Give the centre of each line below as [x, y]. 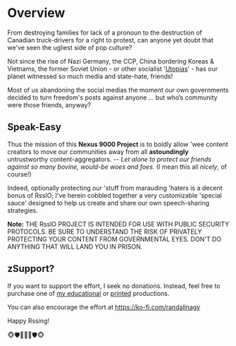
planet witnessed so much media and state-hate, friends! [90, 76]
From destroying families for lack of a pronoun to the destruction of [105, 32]
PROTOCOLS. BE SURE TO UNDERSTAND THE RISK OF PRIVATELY [105, 232]
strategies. [23, 210]
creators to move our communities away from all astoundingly [98, 151]
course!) [19, 174]
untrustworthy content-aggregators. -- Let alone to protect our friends [109, 159]
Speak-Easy [35, 127]
